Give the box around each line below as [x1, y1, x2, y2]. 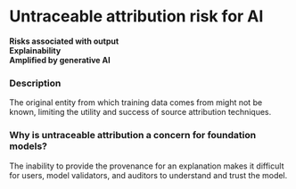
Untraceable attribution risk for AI [9, 6, 264, 27]
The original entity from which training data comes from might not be [9, 97, 263, 108]
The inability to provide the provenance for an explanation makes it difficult [9, 160, 284, 171]
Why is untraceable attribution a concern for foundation [9, 129, 257, 142]
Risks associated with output [9, 36, 119, 46]
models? [9, 140, 47, 152]
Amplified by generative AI [9, 54, 111, 65]
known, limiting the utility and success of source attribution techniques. [9, 107, 272, 118]
